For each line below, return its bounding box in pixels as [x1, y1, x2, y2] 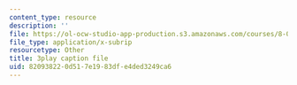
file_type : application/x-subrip [9, 37, 133, 47]
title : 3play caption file [9, 54, 109, 63]
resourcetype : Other [9, 46, 86, 55]
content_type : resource [9, 12, 97, 22]
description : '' [9, 21, 69, 30]
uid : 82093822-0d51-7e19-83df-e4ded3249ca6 [9, 63, 172, 72]
